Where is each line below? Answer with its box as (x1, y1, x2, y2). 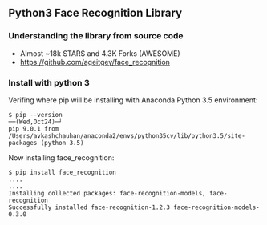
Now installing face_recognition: (8, 152, 115, 163)
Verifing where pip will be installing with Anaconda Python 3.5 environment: (8, 95, 258, 105)
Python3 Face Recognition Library (8, 6, 183, 20)
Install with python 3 (8, 77, 90, 88)
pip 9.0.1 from (8, 124, 59, 133)
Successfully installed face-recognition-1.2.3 (8, 203, 171, 211)
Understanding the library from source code (8, 30, 184, 42)
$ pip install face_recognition (8, 168, 116, 176)
